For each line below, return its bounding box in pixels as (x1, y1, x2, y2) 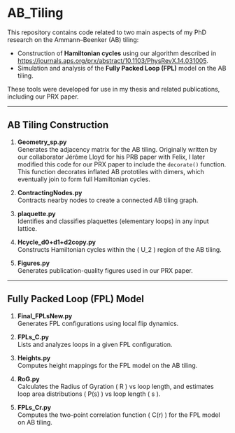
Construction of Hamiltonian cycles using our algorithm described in (17, 49, 217, 57)
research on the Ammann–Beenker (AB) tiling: (7, 35, 139, 43)
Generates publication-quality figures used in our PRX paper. (17, 266, 194, 274)
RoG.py (17, 374, 40, 383)
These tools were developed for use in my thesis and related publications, (7, 85, 220, 93)
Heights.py (17, 353, 51, 362)
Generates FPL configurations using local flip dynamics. (17, 319, 179, 327)
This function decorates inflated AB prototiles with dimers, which (17, 167, 205, 176)
